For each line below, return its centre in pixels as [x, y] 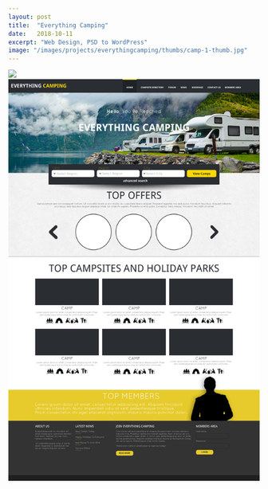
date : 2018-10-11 [41, 33]
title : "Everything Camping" [59, 25]
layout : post [30, 17]
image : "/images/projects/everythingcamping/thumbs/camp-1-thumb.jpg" [128, 51]
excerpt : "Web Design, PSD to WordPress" [78, 42]
